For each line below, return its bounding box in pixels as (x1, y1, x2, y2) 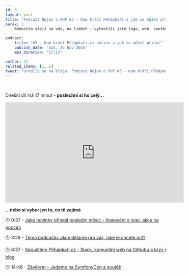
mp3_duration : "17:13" (14, 49, 63, 55)
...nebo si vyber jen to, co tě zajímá (5, 207, 81, 213)
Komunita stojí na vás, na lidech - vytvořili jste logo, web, (14, 26, 152, 32)
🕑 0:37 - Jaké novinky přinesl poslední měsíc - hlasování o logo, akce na (5, 217, 159, 223)
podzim (5, 225, 21, 231)
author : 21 (5, 59, 29, 64)
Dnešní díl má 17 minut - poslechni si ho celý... (5, 92, 104, 98)
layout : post (5, 12, 33, 17)
